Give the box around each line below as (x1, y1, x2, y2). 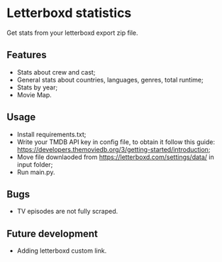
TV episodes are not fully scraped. (16, 207, 118, 216)
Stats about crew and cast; (16, 67, 96, 76)
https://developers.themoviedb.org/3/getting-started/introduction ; (16, 145, 211, 153)
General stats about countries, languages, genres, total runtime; (16, 75, 204, 84)
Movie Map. (16, 90, 52, 99)
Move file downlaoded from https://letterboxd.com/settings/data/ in (16, 153, 214, 161)
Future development (6, 227, 99, 239)
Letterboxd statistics (6, 5, 132, 21)
